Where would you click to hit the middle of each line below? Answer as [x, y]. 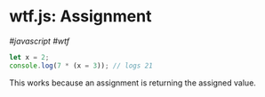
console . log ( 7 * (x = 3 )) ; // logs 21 [81, 65]
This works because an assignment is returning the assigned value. [132, 83]
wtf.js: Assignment [80, 16]
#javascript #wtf [39, 41]
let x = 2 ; [29, 57]
